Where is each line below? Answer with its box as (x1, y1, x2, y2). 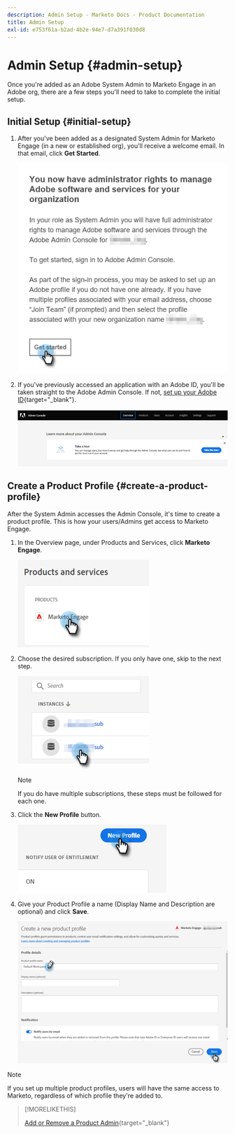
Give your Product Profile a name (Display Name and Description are (17, 900, 215, 908)
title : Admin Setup (7, 18, 64, 26)
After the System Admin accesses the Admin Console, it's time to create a (7, 509, 220, 518)
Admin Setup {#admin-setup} (7, 57, 183, 73)
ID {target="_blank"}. (17, 396, 77, 404)
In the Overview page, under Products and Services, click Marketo (17, 538, 211, 546)
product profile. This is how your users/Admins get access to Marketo (7, 517, 208, 525)
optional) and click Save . (17, 907, 90, 915)
